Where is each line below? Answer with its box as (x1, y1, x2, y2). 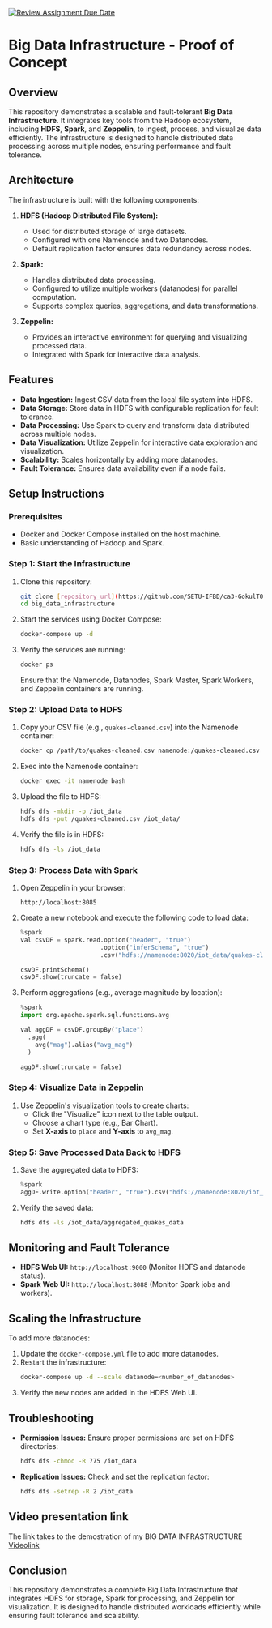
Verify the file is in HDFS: (19, 829, 104, 839)
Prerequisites (8, 511, 62, 522)
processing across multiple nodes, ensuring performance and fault (8, 142, 232, 151)
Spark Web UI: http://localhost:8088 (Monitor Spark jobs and (19, 1280, 231, 1289)
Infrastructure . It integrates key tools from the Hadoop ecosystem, (8, 116, 232, 125)
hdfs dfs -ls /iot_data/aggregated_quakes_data (19, 1218, 184, 1227)
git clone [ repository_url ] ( (19, 592, 119, 600)
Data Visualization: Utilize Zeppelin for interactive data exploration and (19, 438, 258, 447)
